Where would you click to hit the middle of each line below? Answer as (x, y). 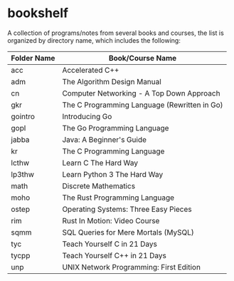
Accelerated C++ (91, 70)
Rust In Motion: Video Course (111, 220)
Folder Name (33, 58)
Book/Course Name (143, 58)
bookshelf (38, 13)
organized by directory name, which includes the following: (94, 40)
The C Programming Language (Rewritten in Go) (143, 105)
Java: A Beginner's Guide (105, 139)
